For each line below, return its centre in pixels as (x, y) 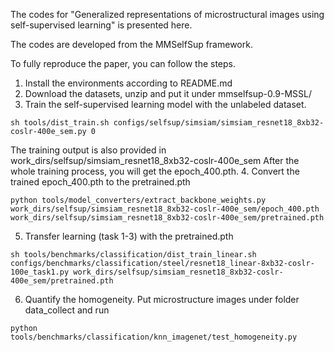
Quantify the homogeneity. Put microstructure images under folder (162, 299)
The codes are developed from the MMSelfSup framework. (131, 44)
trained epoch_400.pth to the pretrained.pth (100, 182)
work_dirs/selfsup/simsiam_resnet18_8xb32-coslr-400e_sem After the (155, 160)
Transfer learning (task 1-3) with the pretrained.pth (129, 236)
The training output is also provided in (88, 150)
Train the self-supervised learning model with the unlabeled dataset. (165, 104)
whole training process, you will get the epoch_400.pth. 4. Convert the (155, 171)
